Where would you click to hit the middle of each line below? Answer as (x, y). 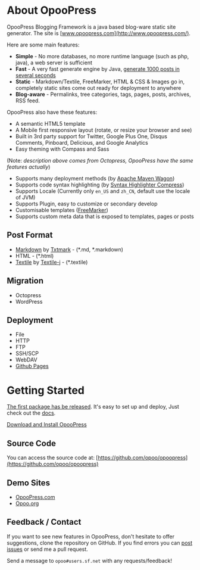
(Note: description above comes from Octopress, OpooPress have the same (100, 160)
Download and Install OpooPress (47, 425)
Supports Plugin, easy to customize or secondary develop (86, 204)
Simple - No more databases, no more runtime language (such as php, (102, 56)
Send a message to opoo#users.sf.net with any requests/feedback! (89, 560)
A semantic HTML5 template (50, 123)
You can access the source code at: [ (52, 458)
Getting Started (46, 390)
